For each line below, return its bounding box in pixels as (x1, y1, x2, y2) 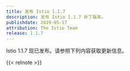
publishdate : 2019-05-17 (6, 19, 67, 25)
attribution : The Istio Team (6, 25, 78, 31)
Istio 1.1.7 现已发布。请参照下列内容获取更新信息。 (6, 48, 128, 55)
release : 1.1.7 (6, 31, 44, 36)
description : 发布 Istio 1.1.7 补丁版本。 (6, 14, 106, 20)
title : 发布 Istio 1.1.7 (6, 8, 66, 15)
